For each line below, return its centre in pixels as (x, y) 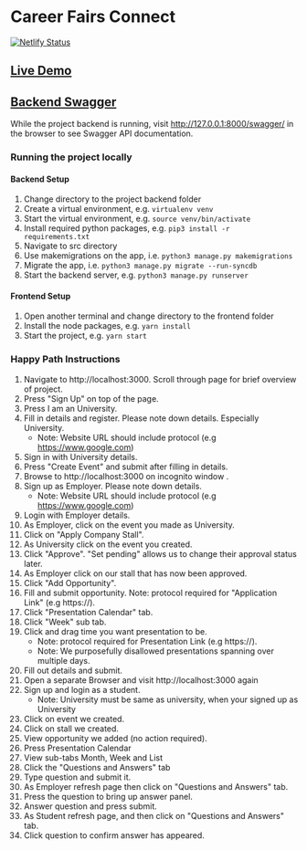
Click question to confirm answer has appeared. (114, 835)
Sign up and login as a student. (82, 689)
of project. (43, 389)
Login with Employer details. (77, 515)
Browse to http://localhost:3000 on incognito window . (126, 476)
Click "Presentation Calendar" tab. (88, 612)
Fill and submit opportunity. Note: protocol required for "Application (150, 593)
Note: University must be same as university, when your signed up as (168, 699)
